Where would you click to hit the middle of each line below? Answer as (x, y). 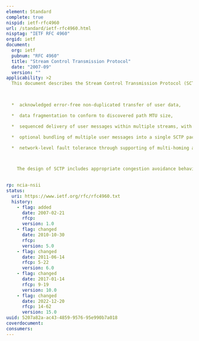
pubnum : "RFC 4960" (36, 56)
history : (22, 202)
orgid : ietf (21, 39)
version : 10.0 (39, 290)
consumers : (20, 329)
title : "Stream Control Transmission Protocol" (71, 61)
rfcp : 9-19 (35, 285)
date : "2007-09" (31, 67)
